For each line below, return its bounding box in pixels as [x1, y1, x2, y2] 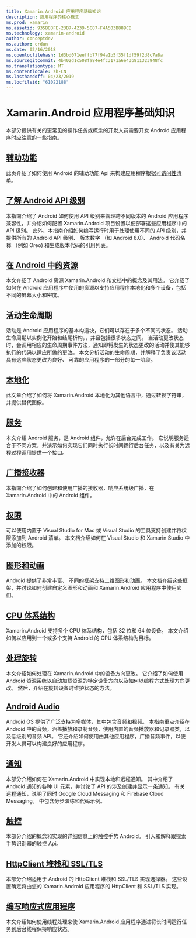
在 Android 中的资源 [6, 260, 78, 270]
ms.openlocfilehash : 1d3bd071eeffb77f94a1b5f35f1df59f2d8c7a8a [6, 52, 163, 58]
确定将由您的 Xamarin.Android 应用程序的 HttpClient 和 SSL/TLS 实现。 [10, 883, 182, 890]
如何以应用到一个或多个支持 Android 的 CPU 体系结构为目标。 [6, 634, 155, 641]
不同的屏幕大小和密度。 [6, 291, 62, 298]
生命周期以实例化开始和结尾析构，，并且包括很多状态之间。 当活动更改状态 [6, 334, 184, 341]
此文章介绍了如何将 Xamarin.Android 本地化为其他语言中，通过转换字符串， [6, 391, 187, 398]
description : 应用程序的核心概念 [6, 14, 80, 20]
